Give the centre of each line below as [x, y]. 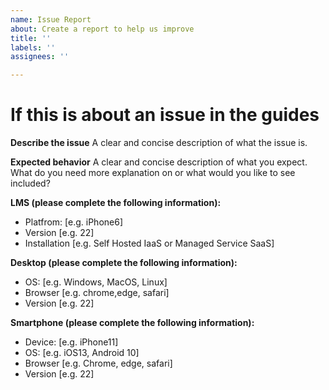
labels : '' [33, 47]
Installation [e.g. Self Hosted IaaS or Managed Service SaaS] [149, 243]
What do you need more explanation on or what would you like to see [153, 173]
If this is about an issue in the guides [165, 115]
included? [30, 183]
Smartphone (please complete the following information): [132, 323]
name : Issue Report [51, 19]
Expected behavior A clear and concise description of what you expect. [159, 162]
